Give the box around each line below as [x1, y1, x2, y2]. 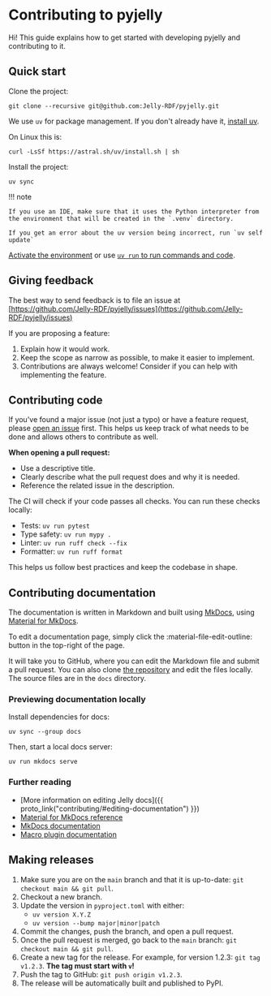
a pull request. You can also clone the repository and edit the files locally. [8, 665, 253, 675]
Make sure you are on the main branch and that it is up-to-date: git [19, 874, 244, 884]
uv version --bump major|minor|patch [32, 919, 161, 927]
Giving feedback [8, 274, 94, 287]
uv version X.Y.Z [32, 911, 92, 919]
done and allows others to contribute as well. [8, 432, 159, 442]
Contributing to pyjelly [8, 6, 163, 24]
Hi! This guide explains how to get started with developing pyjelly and [8, 32, 241, 42]
